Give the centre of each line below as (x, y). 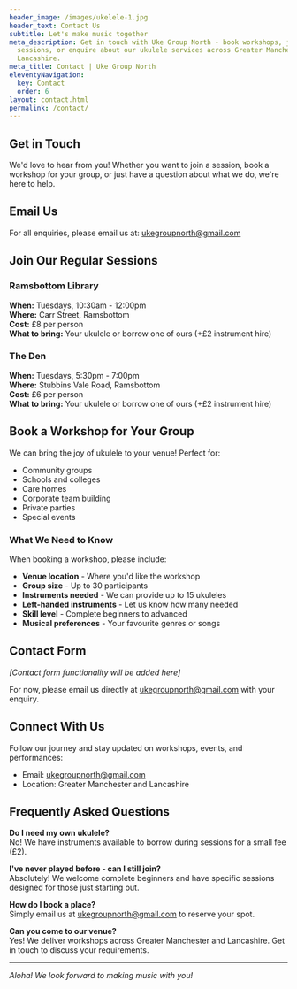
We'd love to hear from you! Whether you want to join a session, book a (139, 165)
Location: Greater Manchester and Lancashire (106, 784)
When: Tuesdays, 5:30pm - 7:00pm (74, 375)
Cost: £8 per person (46, 324)
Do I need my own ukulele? (60, 833)
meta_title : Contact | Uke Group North (83, 67)
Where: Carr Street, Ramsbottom (69, 314)
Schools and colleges (61, 479)
